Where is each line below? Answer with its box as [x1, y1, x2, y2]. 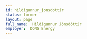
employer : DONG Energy [5, 26, 55, 31]
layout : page [5, 17, 33, 22]
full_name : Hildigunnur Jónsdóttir [5, 21, 82, 27]
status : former [5, 12, 37, 17]
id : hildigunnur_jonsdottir [5, 7, 64, 13]
